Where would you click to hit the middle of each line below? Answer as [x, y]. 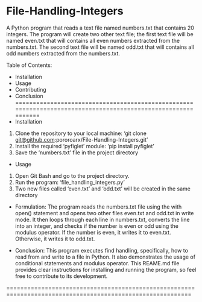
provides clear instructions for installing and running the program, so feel [106, 269]
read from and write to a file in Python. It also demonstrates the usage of [105, 257]
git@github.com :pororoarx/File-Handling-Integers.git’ [81, 139]
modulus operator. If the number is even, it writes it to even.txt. [93, 232]
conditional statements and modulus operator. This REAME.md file [97, 263]
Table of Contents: [29, 65]
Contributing [30, 89]
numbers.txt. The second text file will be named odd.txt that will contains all [100, 47]
